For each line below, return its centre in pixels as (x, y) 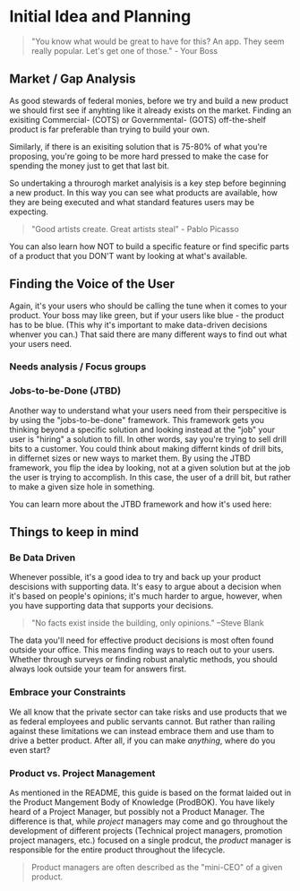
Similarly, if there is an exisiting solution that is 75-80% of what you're (138, 146)
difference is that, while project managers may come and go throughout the (149, 821)
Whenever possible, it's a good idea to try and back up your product (135, 577)
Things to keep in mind (74, 532)
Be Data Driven (43, 558)
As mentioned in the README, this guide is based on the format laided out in (150, 793)
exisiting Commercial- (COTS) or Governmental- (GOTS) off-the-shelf (138, 119)
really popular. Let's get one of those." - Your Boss (124, 50)
